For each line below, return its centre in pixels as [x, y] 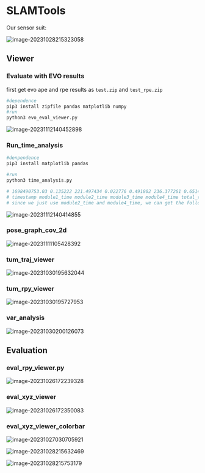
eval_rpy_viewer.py [35, 368]
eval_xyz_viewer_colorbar [46, 426]
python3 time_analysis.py [39, 181]
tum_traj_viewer [31, 259]
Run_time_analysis [35, 146]
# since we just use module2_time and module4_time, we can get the [95, 203]
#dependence [21, 101]
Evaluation [27, 350]
